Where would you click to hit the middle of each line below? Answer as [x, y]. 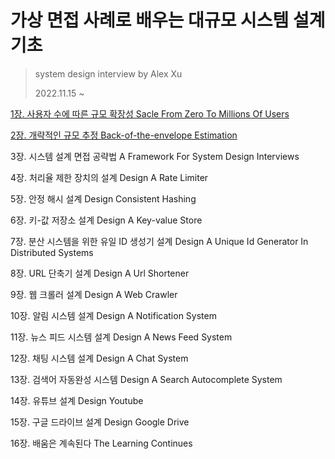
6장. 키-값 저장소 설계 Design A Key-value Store [106, 220]
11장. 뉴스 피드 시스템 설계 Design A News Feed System [121, 337]
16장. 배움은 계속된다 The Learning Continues [101, 443]
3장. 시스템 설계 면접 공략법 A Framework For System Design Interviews [155, 156]
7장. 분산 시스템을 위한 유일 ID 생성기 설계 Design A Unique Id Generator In [159, 241]
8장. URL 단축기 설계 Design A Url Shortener [100, 273]
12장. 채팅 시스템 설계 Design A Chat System [99, 358]
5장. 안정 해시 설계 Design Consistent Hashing [103, 198]
